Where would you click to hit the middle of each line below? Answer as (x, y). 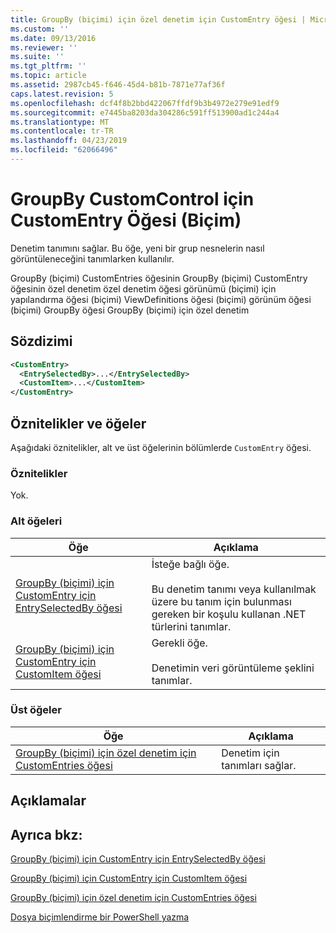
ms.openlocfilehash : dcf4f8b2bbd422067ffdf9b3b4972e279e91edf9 (145, 103)
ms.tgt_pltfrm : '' (48, 66)
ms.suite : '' (37, 57)
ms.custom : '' (40, 29)
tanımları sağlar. (259, 765)
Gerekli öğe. (179, 643)
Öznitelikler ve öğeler (78, 423)
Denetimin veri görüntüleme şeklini (233, 668)
